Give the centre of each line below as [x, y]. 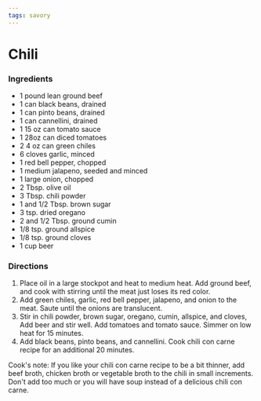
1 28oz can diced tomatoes [63, 137]
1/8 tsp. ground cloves [55, 238]
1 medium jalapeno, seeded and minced [83, 171]
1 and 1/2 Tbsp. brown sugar [65, 204]
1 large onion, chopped [56, 179]
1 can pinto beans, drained [62, 113]
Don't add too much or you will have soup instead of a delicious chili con [125, 382]
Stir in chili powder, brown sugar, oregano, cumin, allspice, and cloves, [133, 317]
